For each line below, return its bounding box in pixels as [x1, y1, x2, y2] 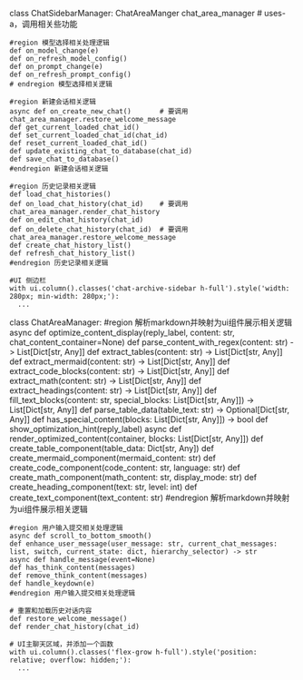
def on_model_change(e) [9, 46, 100, 55]
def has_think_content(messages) [9, 563, 136, 572]
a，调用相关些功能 [9, 18, 78, 29]
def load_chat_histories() [9, 190, 112, 199]
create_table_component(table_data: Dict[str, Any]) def [9, 443, 215, 453]
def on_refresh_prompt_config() [9, 70, 132, 79]
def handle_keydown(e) [9, 579, 95, 588]
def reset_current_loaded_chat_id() [9, 139, 148, 148]
